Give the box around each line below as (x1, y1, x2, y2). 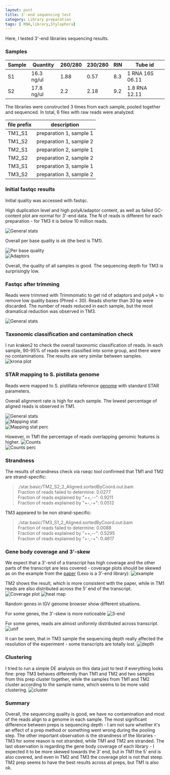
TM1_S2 (8, 138, 28, 145)
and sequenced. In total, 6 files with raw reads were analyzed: (5, 109, 135, 115)
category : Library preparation (5, 17, 71, 22)
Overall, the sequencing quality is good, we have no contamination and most (5, 711, 165, 717)
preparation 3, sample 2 (36, 171, 94, 178)
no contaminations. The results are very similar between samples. (5, 353, 143, 359)
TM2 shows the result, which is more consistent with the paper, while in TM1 (5, 580, 164, 587)
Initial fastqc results (5, 186, 55, 193)
